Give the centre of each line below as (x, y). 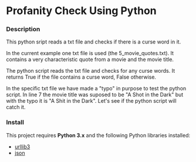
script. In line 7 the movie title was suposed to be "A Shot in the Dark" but (95, 95)
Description (23, 29)
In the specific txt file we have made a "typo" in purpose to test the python (96, 89)
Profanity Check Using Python (81, 11)
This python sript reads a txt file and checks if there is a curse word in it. (94, 42)
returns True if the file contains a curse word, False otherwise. (81, 77)
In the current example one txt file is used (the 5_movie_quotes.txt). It (90, 53)
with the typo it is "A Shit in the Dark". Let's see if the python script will (92, 101)
